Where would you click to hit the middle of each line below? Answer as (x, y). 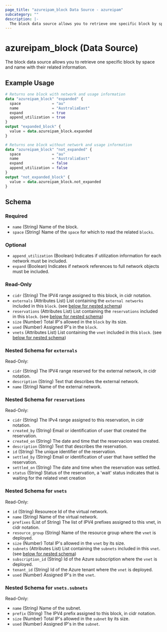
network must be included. (40, 261)
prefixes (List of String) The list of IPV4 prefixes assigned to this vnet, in (87, 522)
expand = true (38, 113)
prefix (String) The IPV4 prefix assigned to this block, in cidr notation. (84, 613)
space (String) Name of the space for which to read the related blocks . (83, 232)
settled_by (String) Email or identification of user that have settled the (84, 457)
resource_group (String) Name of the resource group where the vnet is (84, 533)
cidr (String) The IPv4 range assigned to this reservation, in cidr (78, 420)
